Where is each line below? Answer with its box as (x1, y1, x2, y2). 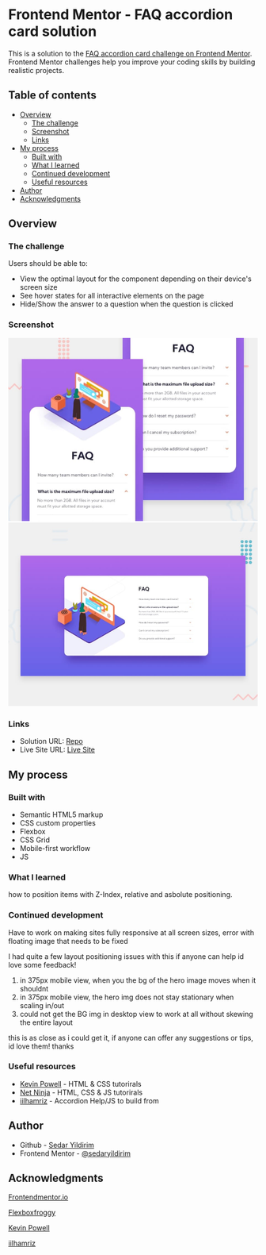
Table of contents (8, 89, 97, 102)
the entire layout (19, 1018, 74, 1027)
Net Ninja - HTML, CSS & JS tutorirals (19, 1088, 143, 1097)
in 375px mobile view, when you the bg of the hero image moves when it (19, 975, 256, 985)
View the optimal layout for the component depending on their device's (19, 274, 252, 283)
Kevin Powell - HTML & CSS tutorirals (19, 1079, 142, 1088)
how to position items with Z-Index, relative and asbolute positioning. (8, 890, 233, 899)
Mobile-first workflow (19, 843, 91, 853)
